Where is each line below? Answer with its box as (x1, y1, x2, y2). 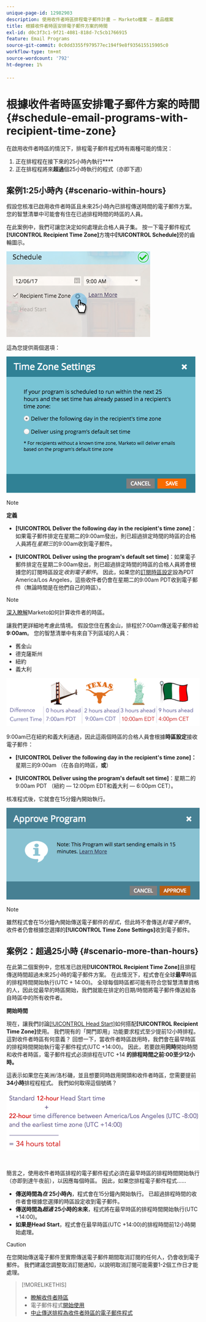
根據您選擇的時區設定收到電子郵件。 (31, 1197, 123, 1205)
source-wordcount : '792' (6, 55, 70, 61)
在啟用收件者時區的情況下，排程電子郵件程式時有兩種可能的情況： (6, 145, 173, 152)
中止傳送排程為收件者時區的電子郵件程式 (30, 1308, 133, 1316)
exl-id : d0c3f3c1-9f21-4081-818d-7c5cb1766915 (6, 29, 128, 36)
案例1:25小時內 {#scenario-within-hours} (6, 185, 167, 196)
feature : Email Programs (6, 36, 70, 42)
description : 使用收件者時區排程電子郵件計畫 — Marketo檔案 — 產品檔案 (6, 16, 174, 23)
